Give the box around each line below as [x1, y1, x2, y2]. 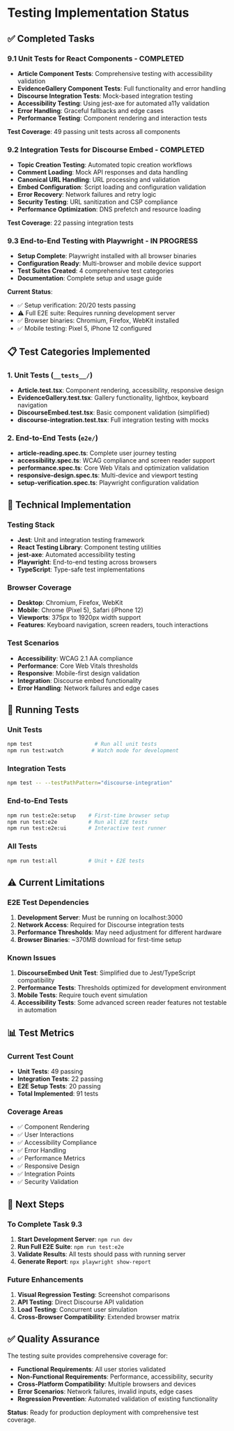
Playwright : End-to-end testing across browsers [17, 558, 157, 567]
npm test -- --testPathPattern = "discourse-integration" [7, 779, 173, 786]
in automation [17, 1006, 57, 1014]
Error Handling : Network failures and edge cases [17, 684, 159, 692]
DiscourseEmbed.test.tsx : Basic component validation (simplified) [17, 408, 210, 417]
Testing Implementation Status [7, 5, 189, 21]
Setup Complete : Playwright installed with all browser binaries [17, 252, 197, 260]
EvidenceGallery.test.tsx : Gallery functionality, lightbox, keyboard [17, 394, 209, 402]
